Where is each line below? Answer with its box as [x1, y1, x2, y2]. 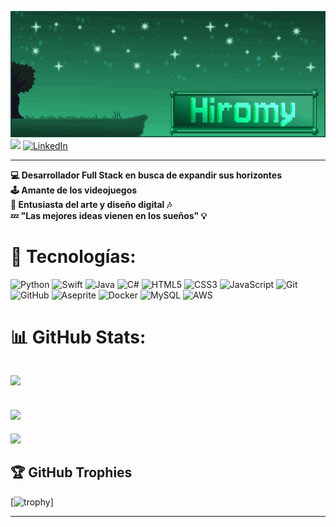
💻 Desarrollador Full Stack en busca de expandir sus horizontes [10, 169, 282, 181]
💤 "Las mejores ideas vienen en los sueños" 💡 [10, 209, 208, 221]
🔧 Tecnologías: [10, 245, 137, 268]
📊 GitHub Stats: [10, 326, 147, 348]
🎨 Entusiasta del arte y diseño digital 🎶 [10, 198, 173, 210]
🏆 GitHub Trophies [10, 464, 133, 481]
